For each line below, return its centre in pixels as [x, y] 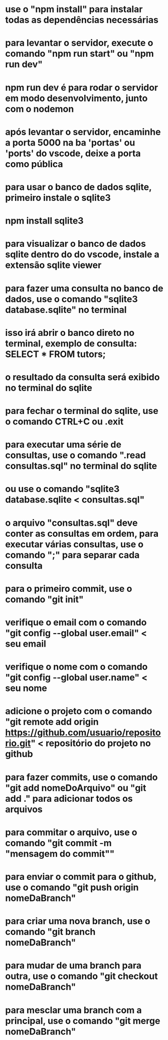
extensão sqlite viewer [53, 265]
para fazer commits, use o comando [81, 777]
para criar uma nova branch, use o [78, 921]
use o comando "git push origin [72, 887]
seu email [26, 644]
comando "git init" [44, 599]
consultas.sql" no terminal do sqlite [81, 466]
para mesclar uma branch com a [73, 1010]
